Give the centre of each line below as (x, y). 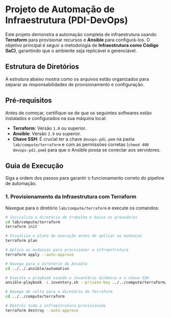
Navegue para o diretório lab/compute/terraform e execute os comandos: (82, 208)
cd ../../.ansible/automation (37, 268)
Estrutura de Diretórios (42, 67)
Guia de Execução (34, 166)
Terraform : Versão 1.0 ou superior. (49, 128)
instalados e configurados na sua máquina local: (56, 118)
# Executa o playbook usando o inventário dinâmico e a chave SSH (77, 278)
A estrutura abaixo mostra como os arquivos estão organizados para (77, 79)
